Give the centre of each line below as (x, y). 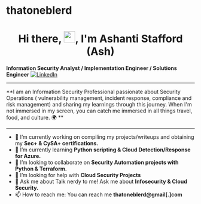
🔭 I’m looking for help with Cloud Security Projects (78, 175)
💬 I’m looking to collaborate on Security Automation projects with (97, 163)
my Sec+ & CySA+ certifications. (57, 144)
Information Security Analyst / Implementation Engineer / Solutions (92, 68)
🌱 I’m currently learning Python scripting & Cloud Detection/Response (103, 150)
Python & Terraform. (41, 169)
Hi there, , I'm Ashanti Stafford (100, 39)
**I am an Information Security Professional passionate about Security (93, 92)
